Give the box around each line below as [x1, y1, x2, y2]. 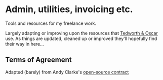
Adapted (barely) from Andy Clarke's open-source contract [5, 69, 129, 75]
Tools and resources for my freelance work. [5, 20, 97, 26]
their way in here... [5, 41, 44, 47]
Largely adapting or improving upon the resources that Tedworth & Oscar [5, 30, 158, 36]
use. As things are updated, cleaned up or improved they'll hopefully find [5, 35, 157, 42]
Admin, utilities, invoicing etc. [5, 4, 133, 15]
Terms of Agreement [5, 56, 72, 64]
